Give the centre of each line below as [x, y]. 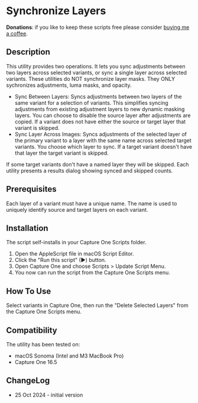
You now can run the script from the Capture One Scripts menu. [92, 273]
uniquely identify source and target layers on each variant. [77, 209]
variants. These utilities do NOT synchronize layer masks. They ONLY [91, 78]
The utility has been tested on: [43, 344]
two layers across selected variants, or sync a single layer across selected [97, 73]
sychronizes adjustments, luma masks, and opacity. [69, 85]
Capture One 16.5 [36, 362]
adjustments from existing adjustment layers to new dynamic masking [100, 109]
